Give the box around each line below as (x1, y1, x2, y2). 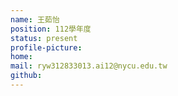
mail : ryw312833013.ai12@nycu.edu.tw (10, 61, 168, 71)
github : (10, 71, 43, 81)
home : (10, 52, 33, 62)
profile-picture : (10, 42, 83, 53)
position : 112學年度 (10, 24, 92, 34)
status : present (10, 33, 78, 43)
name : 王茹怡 (10, 14, 60, 25)
